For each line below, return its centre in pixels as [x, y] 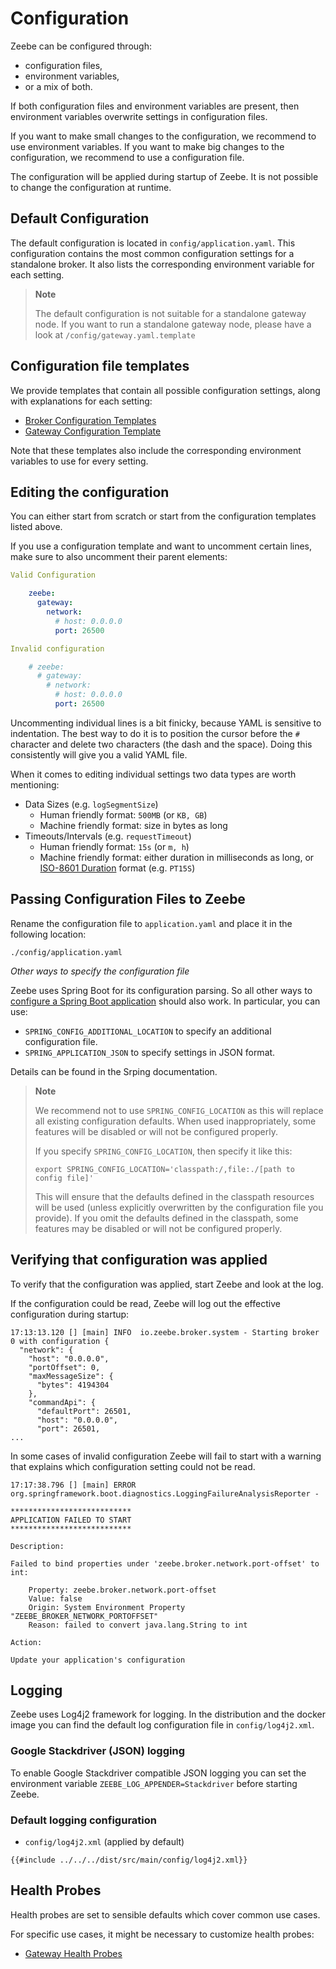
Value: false [55, 1598]
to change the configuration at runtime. [91, 187]
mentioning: [35, 784]
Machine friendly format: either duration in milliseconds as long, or [177, 857]
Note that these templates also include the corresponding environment [156, 450]
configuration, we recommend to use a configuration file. [127, 157]
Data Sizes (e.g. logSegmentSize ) [91, 804]
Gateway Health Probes [73, 1953]
